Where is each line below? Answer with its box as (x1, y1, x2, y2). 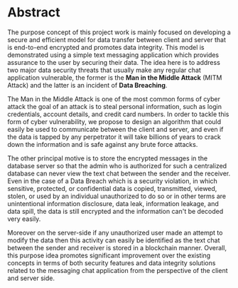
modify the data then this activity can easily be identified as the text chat (7, 236, 220, 245)
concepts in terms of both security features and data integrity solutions (7, 258, 216, 267)
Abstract (7, 4, 60, 21)
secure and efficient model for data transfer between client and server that (7, 35, 226, 43)
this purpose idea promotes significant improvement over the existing (7, 251, 211, 259)
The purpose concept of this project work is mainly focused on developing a (7, 28, 231, 36)
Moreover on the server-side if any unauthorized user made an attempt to (7, 228, 223, 237)
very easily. (7, 215, 41, 223)
